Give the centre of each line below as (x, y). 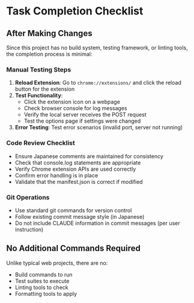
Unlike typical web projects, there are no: (57, 263)
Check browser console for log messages (75, 108)
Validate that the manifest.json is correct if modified (79, 182)
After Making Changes (49, 33)
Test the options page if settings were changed (82, 121)
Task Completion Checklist (75, 11)
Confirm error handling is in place (56, 175)
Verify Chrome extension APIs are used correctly (75, 169)
